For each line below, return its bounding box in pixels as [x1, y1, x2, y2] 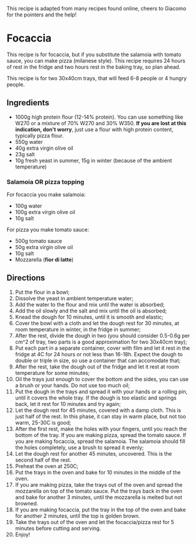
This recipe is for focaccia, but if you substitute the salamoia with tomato [6, 51, 181, 58]
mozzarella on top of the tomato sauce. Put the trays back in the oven [15, 487, 183, 494]
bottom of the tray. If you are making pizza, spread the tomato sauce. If [15, 431, 186, 438]
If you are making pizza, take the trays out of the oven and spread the [15, 481, 183, 488]
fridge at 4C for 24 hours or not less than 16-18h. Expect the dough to [15, 350, 183, 357]
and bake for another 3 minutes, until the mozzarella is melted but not [15, 494, 183, 501]
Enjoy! [15, 531, 30, 538]
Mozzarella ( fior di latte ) [15, 256, 74, 263]
